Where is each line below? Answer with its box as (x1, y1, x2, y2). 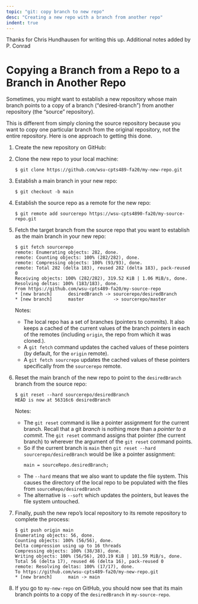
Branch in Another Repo (6, 76, 126, 89)
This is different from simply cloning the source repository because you (6, 120, 181, 127)
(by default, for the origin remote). (23, 350, 109, 357)
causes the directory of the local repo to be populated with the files (23, 479, 189, 486)
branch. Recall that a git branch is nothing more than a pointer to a (23, 425, 186, 433)
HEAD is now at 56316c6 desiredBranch (14, 397, 111, 403)
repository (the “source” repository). (6, 108, 95, 115)
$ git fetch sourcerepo (14, 245, 74, 251)
